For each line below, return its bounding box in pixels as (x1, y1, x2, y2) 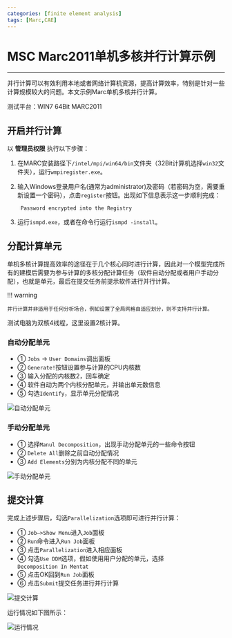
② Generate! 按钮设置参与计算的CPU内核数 (17, 363, 142, 372)
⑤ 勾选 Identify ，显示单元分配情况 (17, 389, 119, 398)
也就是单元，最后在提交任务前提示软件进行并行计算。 (21, 277, 174, 286)
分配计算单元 (7, 240, 62, 252)
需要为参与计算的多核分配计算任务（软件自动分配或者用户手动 (37, 268, 213, 277)
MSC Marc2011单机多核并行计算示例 (7, 48, 215, 64)
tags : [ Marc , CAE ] (7, 17, 57, 24)
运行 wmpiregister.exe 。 (38, 167, 107, 176)
